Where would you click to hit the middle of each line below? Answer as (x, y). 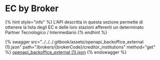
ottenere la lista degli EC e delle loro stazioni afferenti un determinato (74, 27)
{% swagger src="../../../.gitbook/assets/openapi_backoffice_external (74, 41)
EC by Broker (32, 9)
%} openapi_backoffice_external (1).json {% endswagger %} (66, 52)
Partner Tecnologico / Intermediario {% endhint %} (56, 32)
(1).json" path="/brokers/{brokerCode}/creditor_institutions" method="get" (80, 47)
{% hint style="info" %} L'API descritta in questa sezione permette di (74, 22)
